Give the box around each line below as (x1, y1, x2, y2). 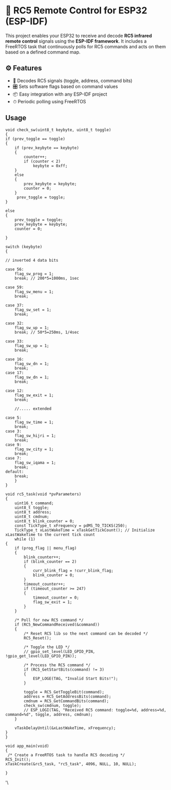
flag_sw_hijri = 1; (14, 433, 56, 438)
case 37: (5, 303, 24, 308)
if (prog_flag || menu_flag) (14, 545, 77, 550)
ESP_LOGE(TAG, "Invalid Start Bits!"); (32, 676, 118, 681)
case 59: (5, 285, 24, 290)
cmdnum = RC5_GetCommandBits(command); (24, 699, 109, 704)
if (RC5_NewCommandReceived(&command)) (14, 622, 100, 627)
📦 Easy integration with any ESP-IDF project (12, 91, 107, 97)
